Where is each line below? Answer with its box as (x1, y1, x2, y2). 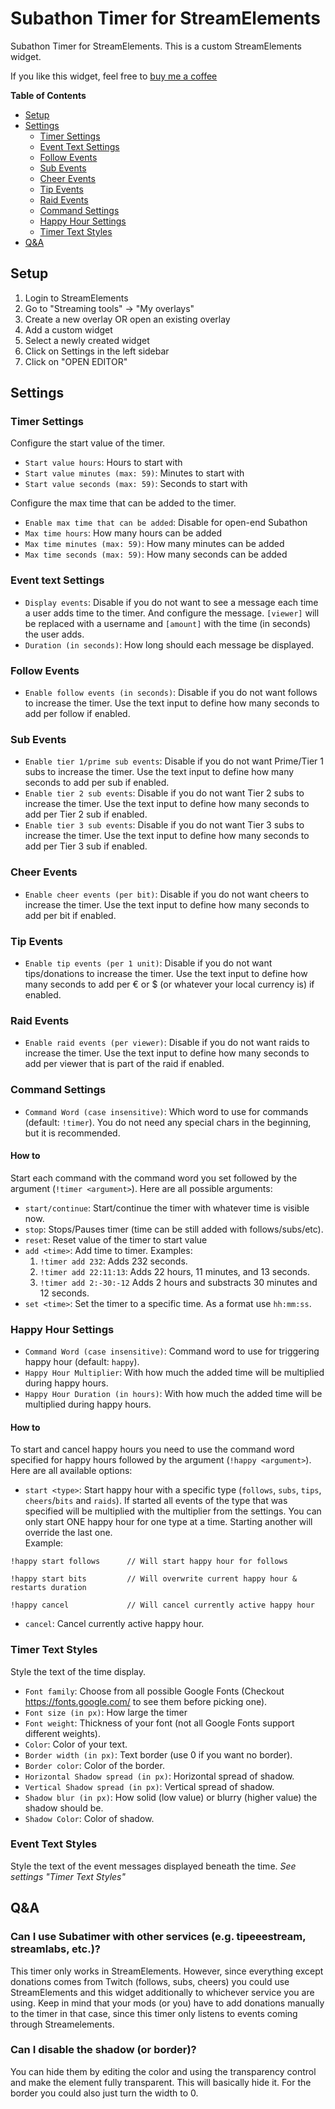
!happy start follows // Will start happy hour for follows (10, 1557, 288, 1567)
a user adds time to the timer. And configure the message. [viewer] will (24, 607, 320, 619)
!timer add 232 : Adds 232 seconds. (39, 1255, 188, 1267)
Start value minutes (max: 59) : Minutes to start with (24, 467, 245, 479)
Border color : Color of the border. (24, 1759, 165, 1771)
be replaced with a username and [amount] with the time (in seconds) (24, 617, 312, 629)
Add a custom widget (24, 323, 113, 336)
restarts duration (10, 1583, 87, 1593)
